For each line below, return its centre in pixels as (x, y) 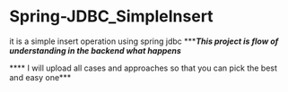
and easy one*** (40, 77)
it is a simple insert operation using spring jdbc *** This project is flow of (144, 41)
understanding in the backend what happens (96, 50)
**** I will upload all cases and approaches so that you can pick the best (144, 68)
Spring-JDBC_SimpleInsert (111, 17)
